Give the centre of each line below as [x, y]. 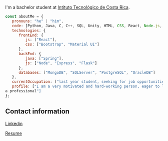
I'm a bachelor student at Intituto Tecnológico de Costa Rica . [67, 7]
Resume [14, 133]
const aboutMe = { [24, 17]
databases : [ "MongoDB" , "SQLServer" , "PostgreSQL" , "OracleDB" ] [87, 72]
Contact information [37, 112]
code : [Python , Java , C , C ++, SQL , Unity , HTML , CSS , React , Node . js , [87, 26]
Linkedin [14, 123]
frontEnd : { [31, 35]
